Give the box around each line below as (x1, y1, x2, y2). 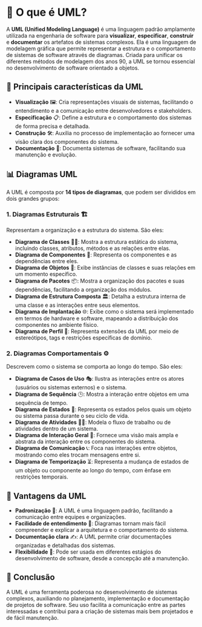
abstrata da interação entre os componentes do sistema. (15, 438, 156, 445)
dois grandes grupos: (6, 195, 60, 202)
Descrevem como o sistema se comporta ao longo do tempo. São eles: (6, 363, 183, 370)
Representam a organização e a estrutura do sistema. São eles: (6, 226, 165, 233)
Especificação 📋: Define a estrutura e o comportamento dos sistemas (15, 113, 192, 121)
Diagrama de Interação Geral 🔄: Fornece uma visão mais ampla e (15, 432, 178, 439)
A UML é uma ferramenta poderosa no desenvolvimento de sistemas (6, 588, 178, 595)
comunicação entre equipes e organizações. (15, 513, 126, 520)
